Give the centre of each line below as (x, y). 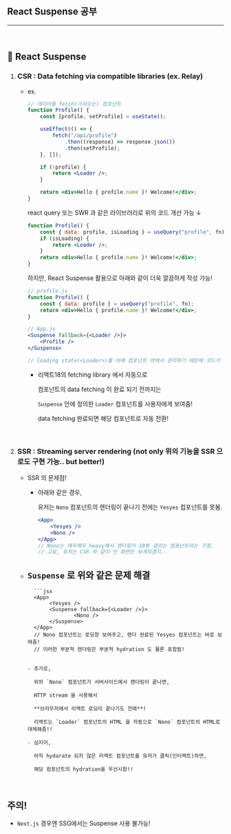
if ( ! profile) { (63, 167)
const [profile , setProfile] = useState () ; (103, 117)
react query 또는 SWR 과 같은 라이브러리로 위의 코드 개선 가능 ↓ (114, 212)
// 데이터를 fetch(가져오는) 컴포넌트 (74, 104)
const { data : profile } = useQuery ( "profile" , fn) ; (117, 304)
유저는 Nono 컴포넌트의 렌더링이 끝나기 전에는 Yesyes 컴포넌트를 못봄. (130, 507)
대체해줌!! (40, 729)
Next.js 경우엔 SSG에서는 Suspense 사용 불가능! (84, 823)
